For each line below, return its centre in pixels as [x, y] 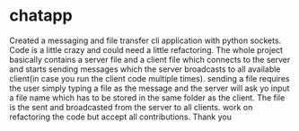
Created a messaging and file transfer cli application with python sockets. [145, 40]
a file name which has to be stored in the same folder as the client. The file [147, 97]
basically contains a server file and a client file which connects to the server [150, 59]
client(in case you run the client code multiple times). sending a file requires [149, 78]
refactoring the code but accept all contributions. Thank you [120, 117]
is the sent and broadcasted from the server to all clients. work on [131, 107]
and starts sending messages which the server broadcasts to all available [145, 69]
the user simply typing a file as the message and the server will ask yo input [149, 88]
